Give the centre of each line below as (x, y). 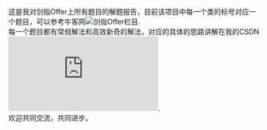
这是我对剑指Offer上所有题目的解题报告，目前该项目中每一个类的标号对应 (129, 12)
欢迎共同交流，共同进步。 (50, 118)
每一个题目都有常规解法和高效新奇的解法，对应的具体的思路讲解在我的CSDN (134, 32)
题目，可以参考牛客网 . (78, 22)
